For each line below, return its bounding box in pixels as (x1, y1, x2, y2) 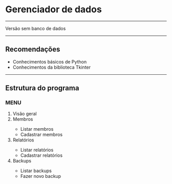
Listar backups (20, 168, 52, 174)
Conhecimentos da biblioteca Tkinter (12, 64, 91, 70)
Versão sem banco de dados (5, 25, 66, 31)
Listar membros (20, 126, 54, 132)
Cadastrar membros (20, 132, 63, 138)
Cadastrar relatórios (20, 152, 63, 158)
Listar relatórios (20, 147, 54, 153)
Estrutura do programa (5, 84, 79, 93)
